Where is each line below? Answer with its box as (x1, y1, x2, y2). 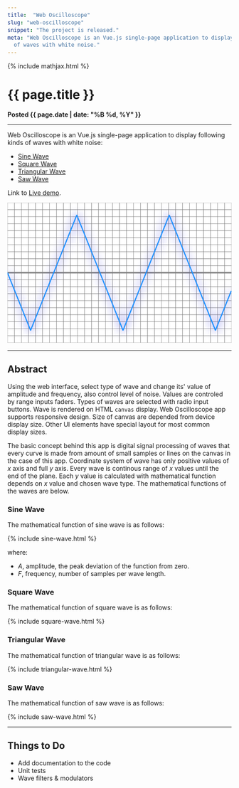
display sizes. (7, 427, 48, 436)
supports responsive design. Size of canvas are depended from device (7, 412, 216, 421)
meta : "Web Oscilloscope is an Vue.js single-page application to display (7, 34, 234, 41)
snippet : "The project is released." (7, 26, 119, 33)
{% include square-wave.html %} (7, 617, 105, 626)
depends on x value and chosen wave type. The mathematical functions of (7, 479, 226, 487)
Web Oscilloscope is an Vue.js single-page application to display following (7, 131, 225, 139)
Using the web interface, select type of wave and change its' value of (7, 382, 211, 390)
